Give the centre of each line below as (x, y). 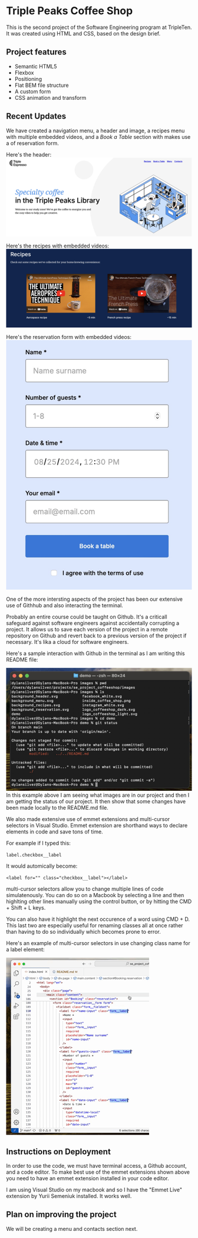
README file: (22, 659)
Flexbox (24, 73)
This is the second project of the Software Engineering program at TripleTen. (99, 27)
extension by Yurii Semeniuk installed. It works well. (69, 1196)
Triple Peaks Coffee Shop (70, 11)
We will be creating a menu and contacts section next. (72, 1229)
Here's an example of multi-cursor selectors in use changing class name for (98, 943)
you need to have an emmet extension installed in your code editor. (88, 1178)
